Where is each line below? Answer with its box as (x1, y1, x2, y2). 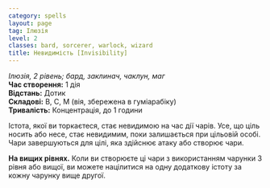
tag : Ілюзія (8, 27, 48, 35)
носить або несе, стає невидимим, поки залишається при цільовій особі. (8, 129, 261, 139)
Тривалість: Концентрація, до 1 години (8, 105, 143, 115)
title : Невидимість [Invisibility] (8, 49, 128, 57)
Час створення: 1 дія (8, 80, 81, 89)
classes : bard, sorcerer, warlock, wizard (8, 42, 153, 50)
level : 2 (8, 34, 38, 43)
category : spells (8, 11, 67, 20)
